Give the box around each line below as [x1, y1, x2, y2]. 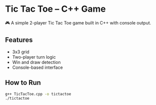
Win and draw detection [12, 59, 61, 65]
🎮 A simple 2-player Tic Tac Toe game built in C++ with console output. [5, 20, 151, 25]
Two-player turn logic [12, 54, 56, 60]
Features [5, 36, 33, 44]
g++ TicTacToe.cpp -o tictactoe [5, 91, 71, 96]
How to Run [5, 79, 41, 87]
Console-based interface [12, 64, 63, 70]
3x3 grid [12, 49, 29, 55]
